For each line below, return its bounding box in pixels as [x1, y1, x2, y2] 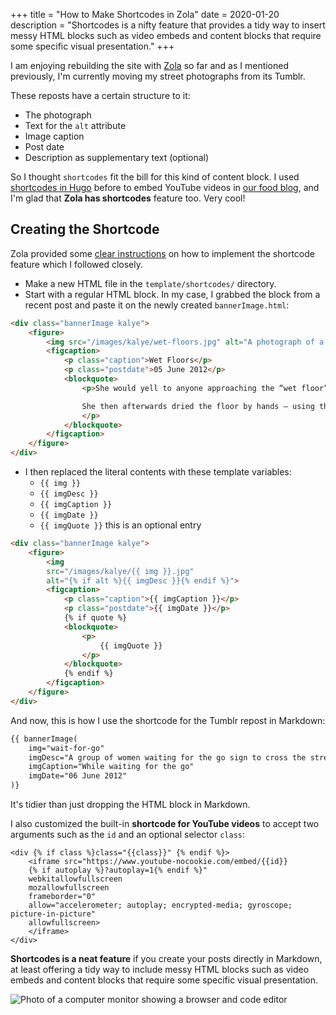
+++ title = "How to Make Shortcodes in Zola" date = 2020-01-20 [10, 9, 280, 20]
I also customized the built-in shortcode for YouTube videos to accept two [10, 818, 320, 830]
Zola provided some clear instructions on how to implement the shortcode [10, 247, 315, 259]
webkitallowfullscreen [28, 874, 123, 884]
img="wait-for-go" [28, 743, 105, 753]
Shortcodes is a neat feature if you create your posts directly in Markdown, [10, 953, 323, 965]
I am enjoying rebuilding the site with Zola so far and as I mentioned [10, 60, 290, 71]
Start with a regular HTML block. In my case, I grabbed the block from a [24, 288, 321, 300]
